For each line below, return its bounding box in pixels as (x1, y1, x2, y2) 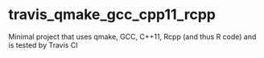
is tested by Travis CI (8, 40, 78, 49)
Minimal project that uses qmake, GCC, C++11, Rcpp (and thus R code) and (8, 32, 257, 41)
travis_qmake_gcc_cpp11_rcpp (8, 6, 216, 24)
